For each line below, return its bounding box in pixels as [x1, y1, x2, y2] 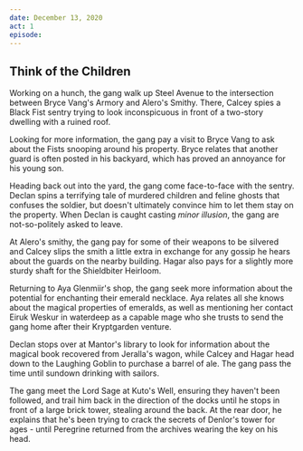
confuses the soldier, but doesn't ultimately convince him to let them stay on [9, 200, 294, 211]
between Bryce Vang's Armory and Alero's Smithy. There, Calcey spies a [9, 97, 281, 109]
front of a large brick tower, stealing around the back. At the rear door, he [9, 405, 282, 416]
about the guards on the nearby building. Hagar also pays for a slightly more [9, 255, 294, 267]
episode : [9, 30, 43, 39]
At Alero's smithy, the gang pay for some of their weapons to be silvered [9, 236, 279, 247]
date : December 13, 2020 [9, 13, 103, 23]
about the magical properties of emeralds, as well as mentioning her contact [9, 302, 294, 313]
